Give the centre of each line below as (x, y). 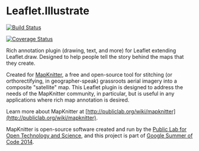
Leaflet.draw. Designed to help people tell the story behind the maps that (95, 56)
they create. (21, 63)
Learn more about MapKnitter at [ (47, 111)
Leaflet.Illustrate (48, 11)
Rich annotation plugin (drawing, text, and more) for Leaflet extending (91, 50)
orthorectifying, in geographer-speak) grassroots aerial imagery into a (92, 81)
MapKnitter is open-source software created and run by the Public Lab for (97, 129)
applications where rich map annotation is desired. (68, 100)
